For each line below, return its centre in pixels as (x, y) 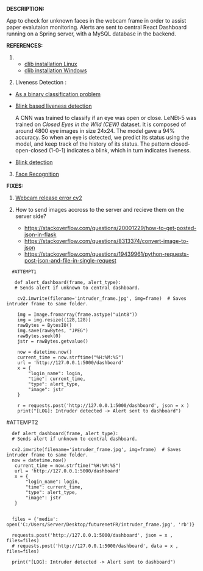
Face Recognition (37, 174)
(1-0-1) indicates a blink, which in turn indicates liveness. (120, 150)
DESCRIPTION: (25, 9)
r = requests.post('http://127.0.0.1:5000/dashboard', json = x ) (103, 406)
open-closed (31, 150)
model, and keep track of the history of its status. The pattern (92, 144)
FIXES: (15, 186)
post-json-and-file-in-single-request (70, 260)
